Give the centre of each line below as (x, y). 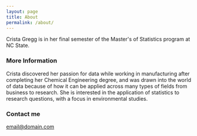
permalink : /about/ (30, 22)
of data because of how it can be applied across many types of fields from (97, 86)
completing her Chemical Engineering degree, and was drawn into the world (99, 79)
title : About (22, 17)
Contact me (23, 114)
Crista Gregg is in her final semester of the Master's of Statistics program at (98, 39)
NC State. (18, 45)
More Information (32, 61)
